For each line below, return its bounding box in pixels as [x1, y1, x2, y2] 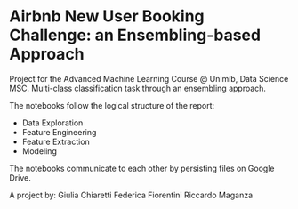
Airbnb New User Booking [9, 6, 205, 27]
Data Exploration [21, 117, 84, 128]
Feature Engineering [21, 126, 97, 137]
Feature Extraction [21, 136, 91, 147]
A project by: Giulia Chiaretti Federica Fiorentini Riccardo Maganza [9, 189, 254, 200]
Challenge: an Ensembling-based [9, 25, 261, 45]
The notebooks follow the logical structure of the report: [9, 100, 215, 110]
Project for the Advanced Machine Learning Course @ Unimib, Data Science [9, 73, 289, 84]
